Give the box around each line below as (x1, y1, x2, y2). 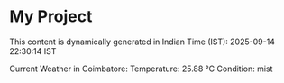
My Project (9, 6, 93, 27)
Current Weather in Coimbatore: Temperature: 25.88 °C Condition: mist (9, 63, 273, 74)
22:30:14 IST (9, 45, 57, 56)
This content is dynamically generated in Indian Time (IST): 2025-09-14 (9, 36, 275, 47)
